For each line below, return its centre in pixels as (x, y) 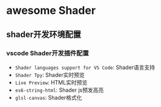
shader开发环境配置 (44, 34)
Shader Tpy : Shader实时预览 (50, 75)
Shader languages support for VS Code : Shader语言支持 (85, 67)
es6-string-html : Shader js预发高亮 (59, 90)
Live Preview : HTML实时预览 (51, 82)
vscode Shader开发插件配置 (48, 53)
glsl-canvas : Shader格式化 (48, 97)
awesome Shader (51, 11)
